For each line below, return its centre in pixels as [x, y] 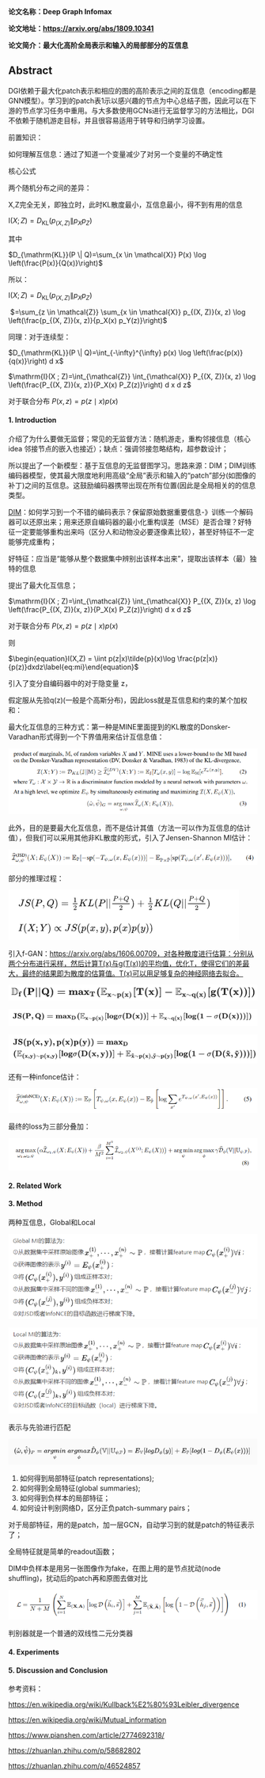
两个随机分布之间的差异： [50, 188]
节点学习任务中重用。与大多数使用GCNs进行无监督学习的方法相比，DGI [138, 110]
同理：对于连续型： [40, 337]
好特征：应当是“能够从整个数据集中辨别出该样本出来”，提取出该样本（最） [129, 558]
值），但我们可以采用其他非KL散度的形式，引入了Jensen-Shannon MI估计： [131, 837]
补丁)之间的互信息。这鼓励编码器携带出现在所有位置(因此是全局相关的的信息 [132, 485]
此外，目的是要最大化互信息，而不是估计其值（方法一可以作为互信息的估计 [129, 828]
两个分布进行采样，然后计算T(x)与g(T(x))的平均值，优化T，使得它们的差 [125, 963]
